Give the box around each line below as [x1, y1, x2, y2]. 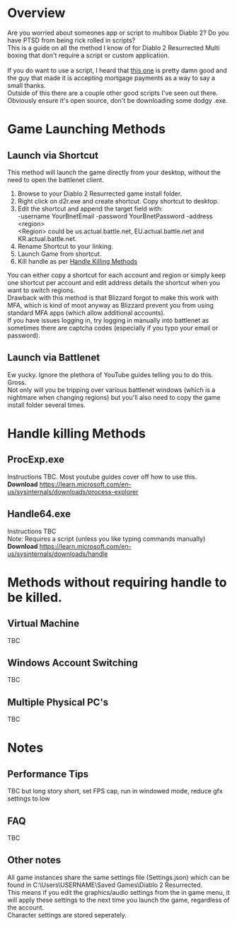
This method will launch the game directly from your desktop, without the [7, 168, 221, 177]
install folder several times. [7, 401, 86, 409]
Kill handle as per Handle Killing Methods [17, 257, 138, 265]
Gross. [7, 378, 27, 386]
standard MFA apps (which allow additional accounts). [7, 308, 166, 317]
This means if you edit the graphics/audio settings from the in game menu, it [7, 888, 230, 896]
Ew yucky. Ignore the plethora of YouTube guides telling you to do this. [7, 370, 214, 379]
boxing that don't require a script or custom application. [7, 51, 170, 60]
